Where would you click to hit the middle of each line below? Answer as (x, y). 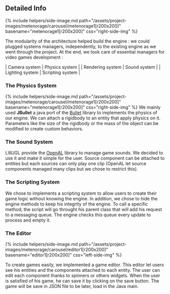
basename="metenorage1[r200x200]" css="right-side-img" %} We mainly (83, 107)
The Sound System (29, 142)
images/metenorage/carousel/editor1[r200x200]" (57, 249)
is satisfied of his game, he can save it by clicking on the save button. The (82, 281)
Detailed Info (26, 8)
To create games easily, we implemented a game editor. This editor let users (85, 265)
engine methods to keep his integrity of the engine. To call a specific (77, 204)
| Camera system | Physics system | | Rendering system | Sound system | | (83, 67)
